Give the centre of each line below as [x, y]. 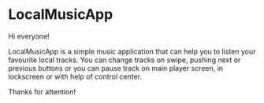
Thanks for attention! [42, 91]
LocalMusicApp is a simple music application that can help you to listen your [132, 51]
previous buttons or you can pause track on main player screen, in [115, 68]
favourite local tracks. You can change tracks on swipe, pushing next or [125, 60]
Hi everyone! [29, 36]
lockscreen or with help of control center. [75, 76]
